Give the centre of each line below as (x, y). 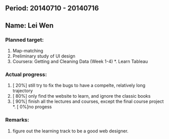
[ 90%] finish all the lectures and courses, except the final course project (88, 101)
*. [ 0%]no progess (32, 107)
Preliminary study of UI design (44, 56)
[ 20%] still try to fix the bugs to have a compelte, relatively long (79, 86)
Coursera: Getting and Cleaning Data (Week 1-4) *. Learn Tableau (80, 61)
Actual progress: (26, 74)
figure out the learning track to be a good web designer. (70, 131)
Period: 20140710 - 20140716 (52, 8)
